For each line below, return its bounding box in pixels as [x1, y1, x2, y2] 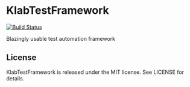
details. [6, 74, 25, 82]
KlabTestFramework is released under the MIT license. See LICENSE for [6, 68, 185, 76]
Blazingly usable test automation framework [6, 35, 116, 42]
